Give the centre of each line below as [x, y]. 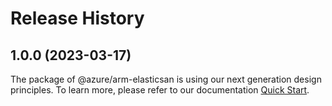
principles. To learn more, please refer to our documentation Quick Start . [160, 90]
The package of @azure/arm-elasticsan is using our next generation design [166, 79]
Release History [77, 18]
